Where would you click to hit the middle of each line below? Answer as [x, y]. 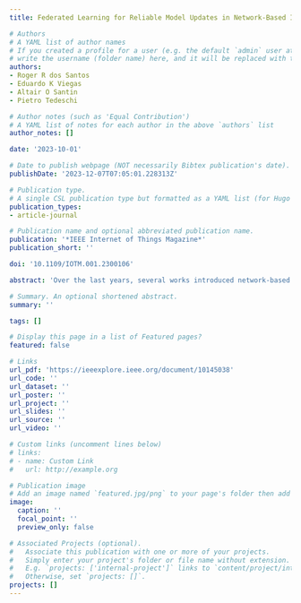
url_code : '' [34, 378]
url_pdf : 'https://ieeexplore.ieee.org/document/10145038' [122, 370]
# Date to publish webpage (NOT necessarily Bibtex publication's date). [150, 166]
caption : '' [40, 511]
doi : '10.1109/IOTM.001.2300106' [72, 264]
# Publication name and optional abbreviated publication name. [132, 231]
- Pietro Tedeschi [43, 100]
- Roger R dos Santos [50, 76]
